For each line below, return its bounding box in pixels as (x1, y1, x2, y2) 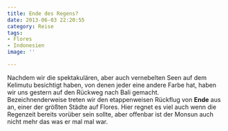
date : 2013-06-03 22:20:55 (7, 17, 85, 23)
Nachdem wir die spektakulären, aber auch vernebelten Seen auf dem (7, 73, 207, 81)
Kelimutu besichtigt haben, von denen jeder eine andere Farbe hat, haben (7, 81, 216, 89)
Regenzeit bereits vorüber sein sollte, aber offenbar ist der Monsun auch (7, 110, 214, 118)
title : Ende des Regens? (7, 10, 79, 17)
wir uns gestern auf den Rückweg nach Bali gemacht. (7, 88, 160, 97)
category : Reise (7, 23, 54, 30)
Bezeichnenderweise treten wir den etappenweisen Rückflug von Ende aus (7, 95, 221, 103)
